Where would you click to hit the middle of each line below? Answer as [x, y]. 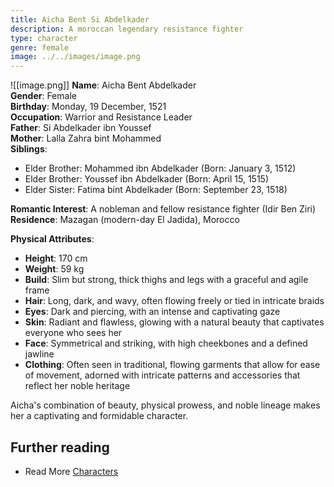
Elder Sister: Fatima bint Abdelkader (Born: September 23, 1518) [156, 190]
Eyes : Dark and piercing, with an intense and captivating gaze [152, 312]
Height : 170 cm [56, 258]
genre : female [40, 47]
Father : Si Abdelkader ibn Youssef [81, 128]
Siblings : [29, 149]
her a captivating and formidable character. [99, 416]
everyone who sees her [73, 333]
